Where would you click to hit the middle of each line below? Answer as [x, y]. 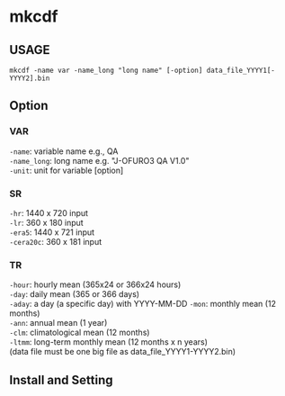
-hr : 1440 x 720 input [49, 212]
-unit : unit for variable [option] [67, 170]
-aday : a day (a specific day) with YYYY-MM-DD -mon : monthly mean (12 [143, 304]
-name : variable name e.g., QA [64, 151]
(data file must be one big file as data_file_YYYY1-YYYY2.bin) [123, 352]
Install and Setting [61, 380]
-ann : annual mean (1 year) [58, 323]
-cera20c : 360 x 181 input [56, 241]
